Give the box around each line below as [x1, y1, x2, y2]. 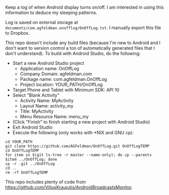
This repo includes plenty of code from [5, 179, 87, 185]
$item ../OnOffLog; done [5, 157, 57, 162]
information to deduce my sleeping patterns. [5, 10, 98, 16]
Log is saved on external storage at [5, 20, 78, 25]
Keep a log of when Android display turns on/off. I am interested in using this [5, 5, 164, 10]
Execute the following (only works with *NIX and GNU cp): [12, 130, 134, 135]
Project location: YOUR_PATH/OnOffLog [20, 81, 103, 87]
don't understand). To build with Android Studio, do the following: [5, 50, 141, 56]
